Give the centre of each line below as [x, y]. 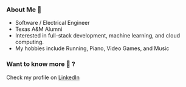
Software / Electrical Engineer [52, 23]
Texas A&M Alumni [39, 29]
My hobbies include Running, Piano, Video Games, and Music [92, 48]
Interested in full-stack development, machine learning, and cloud [98, 36]
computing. [29, 42]
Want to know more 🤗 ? [41, 64]
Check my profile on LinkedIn [43, 77]
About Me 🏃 [24, 10]
